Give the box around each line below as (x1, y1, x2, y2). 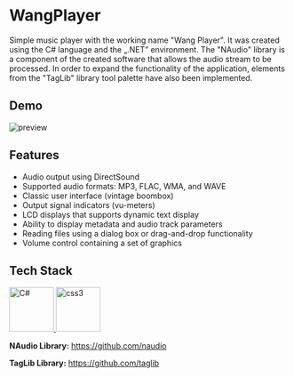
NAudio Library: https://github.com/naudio (9, 341, 167, 351)
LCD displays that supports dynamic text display (21, 209, 200, 220)
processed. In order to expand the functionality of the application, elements (9, 63, 286, 74)
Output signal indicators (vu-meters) (21, 199, 155, 210)
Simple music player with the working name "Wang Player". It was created (9, 35, 280, 45)
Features (9, 148, 60, 163)
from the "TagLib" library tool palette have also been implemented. (9, 72, 253, 83)
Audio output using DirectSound (21, 171, 140, 182)
